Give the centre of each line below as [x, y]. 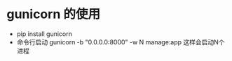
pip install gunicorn [45, 34]
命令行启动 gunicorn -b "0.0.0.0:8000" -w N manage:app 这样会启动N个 [121, 42]
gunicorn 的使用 [54, 14]
